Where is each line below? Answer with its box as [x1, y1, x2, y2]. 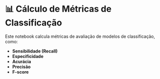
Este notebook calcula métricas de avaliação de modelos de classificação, [5, 33, 155, 39]
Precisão [12, 64, 31, 70]
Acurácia [12, 58, 31, 64]
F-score [12, 69, 29, 75]
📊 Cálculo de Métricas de [5, 3, 112, 15]
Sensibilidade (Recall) [12, 48, 58, 54]
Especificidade [12, 53, 44, 59]
